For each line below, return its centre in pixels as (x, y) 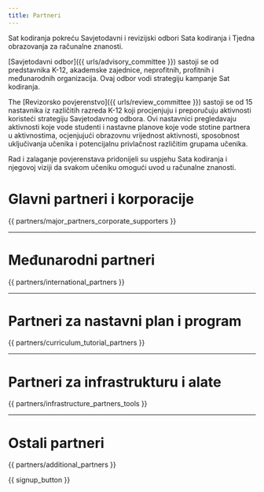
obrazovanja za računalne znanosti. (66, 46)
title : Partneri (35, 15)
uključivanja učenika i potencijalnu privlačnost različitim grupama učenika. (128, 143)
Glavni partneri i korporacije (101, 199)
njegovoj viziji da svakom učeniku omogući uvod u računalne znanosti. (122, 167)
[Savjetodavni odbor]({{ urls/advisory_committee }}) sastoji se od (113, 61)
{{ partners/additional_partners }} (62, 464)
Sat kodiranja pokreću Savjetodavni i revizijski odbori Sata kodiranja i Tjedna (132, 38)
